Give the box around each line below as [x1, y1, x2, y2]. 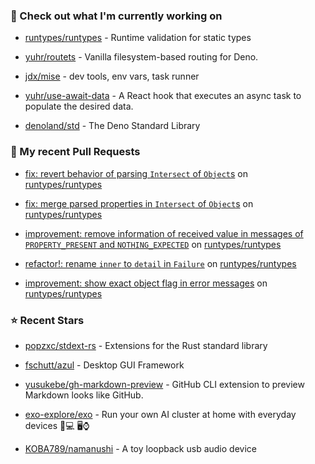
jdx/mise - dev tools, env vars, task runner [24, 70, 200, 83]
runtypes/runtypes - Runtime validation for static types [24, 32, 252, 44]
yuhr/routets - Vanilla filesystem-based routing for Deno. [24, 51, 259, 63]
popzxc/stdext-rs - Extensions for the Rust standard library [24, 339, 268, 351]
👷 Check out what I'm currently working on [10, 9, 223, 23]
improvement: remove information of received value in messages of [24, 227, 304, 239]
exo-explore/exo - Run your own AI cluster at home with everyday [24, 408, 297, 420]
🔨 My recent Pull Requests [10, 145, 141, 159]
